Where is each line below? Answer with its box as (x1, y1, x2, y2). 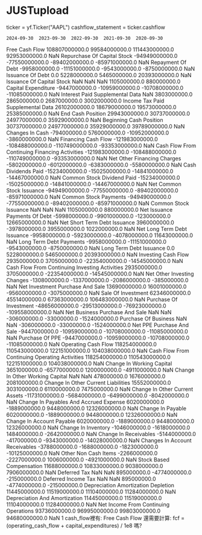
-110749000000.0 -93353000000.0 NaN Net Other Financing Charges (6, 154, 181, 162)
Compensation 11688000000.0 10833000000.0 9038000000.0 (6, 462, 163, 469)
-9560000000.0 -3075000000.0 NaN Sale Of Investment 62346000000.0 (6, 289, 191, 296)
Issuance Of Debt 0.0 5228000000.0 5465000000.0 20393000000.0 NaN (6, 71, 192, 78)
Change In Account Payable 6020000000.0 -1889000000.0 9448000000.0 (6, 417, 195, 425)
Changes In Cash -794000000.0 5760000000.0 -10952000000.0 (6, 129, 169, 136)
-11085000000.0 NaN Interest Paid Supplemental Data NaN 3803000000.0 (6, 90, 193, 98)
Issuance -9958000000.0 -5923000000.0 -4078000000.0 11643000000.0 (6, 232, 194, 239)
